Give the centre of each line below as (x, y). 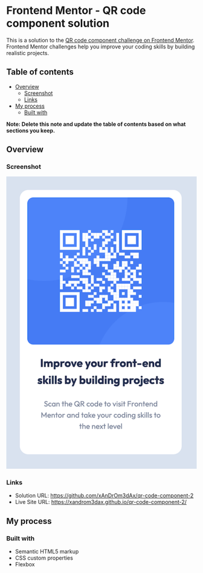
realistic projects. (28, 53)
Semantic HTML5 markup (47, 552)
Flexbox (25, 565)
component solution (58, 23)
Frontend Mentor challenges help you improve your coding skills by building (101, 47)
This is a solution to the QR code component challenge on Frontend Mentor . (100, 40)
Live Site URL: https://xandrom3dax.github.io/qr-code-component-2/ (101, 502)
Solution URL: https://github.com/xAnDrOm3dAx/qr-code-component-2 (104, 496)
